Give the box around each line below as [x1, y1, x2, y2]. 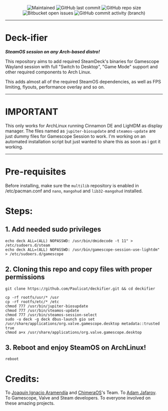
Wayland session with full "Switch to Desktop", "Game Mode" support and [5, 63, 158, 69]
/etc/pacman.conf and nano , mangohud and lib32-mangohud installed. [5, 188, 143, 194]
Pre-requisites [5, 166, 66, 177]
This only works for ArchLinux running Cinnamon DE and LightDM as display [5, 122, 162, 128]
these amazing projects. [5, 400, 55, 407]
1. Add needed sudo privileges [5, 225, 101, 234]
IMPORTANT [5, 106, 58, 117]
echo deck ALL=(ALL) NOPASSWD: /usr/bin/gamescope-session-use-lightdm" [5, 247, 160, 252]
